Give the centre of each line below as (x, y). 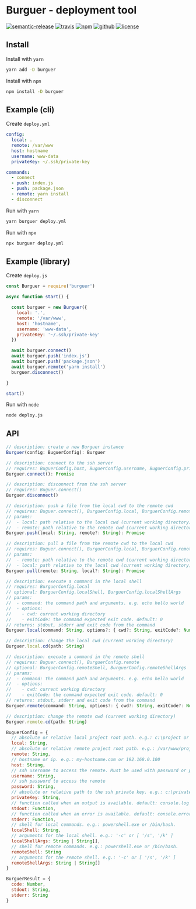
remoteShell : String (36, 852)
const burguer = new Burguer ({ (49, 308)
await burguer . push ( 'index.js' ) (51, 356)
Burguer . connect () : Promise (40, 474)
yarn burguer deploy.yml (36, 221)
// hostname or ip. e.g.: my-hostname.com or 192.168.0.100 (86, 759)
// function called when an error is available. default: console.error (101, 814)
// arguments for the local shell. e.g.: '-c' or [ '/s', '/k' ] (92, 836)
